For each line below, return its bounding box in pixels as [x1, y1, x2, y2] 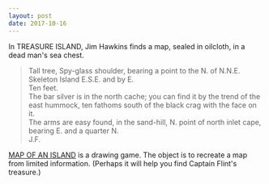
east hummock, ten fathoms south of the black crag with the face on [28, 100, 258, 110]
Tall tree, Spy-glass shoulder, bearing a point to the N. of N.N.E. [28, 65, 241, 75]
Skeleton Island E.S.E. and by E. [28, 74, 134, 84]
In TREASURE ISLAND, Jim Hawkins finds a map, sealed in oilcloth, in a [8, 41, 246, 51]
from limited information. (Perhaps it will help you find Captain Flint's [8, 158, 237, 168]
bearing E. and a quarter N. [28, 126, 119, 136]
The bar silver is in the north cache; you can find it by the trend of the [28, 91, 261, 101]
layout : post [8, 11, 53, 20]
